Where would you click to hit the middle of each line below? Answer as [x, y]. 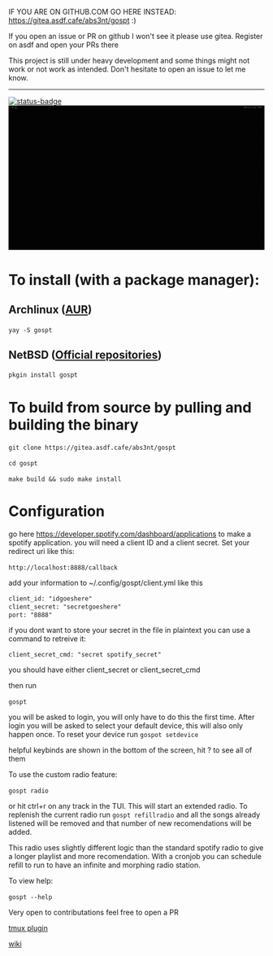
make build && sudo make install [65, 479]
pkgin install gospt [43, 375]
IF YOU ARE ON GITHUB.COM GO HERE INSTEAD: [93, 12]
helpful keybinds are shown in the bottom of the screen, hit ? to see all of [130, 750]
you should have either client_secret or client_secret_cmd [104, 670]
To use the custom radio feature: [63, 775]
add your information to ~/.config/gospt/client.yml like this [106, 583]
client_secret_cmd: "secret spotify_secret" [85, 655]
